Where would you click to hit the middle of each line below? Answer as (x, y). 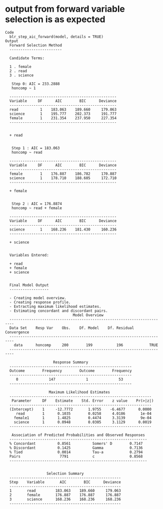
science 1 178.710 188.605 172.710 (63, 178)
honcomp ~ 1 (24, 88)
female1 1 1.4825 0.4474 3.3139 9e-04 (83, 418)
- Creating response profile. (40, 302)
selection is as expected (55, 19)
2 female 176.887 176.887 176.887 (65, 495)
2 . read (18, 71)
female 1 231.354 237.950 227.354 (63, 118)
